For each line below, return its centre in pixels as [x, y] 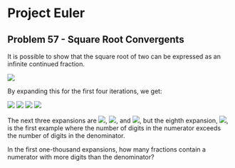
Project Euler [46, 13]
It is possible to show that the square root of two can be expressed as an [114, 56]
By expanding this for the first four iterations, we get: [85, 91]
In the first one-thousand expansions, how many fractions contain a [107, 149]
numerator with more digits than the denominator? [81, 157]
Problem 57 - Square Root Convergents [96, 40]
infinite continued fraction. [46, 64]
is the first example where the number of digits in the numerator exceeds [114, 128]
